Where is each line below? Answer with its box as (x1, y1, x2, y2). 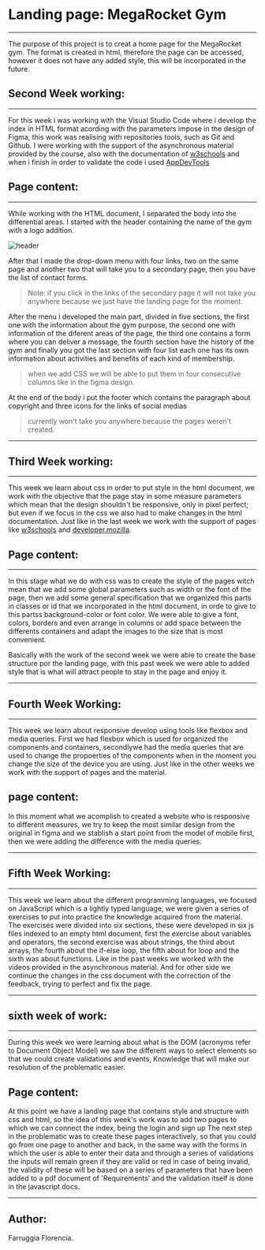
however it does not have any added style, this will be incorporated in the (8, 55, 246, 65)
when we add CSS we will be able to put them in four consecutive (27, 369, 241, 378)
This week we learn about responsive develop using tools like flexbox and (8, 726, 248, 735)
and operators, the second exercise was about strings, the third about (8, 937, 235, 946)
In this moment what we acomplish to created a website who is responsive (8, 811, 250, 821)
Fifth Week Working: (8, 866, 111, 881)
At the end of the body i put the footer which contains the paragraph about (8, 392, 251, 402)
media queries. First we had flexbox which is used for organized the (8, 734, 229, 743)
